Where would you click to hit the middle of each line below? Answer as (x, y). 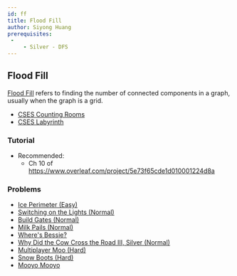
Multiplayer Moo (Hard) (52, 250)
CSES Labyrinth (41, 122)
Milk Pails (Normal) (45, 228)
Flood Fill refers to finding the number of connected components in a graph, (118, 92)
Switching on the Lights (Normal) (66, 212)
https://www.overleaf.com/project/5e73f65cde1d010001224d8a (121, 171)
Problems (24, 189)
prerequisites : (30, 34)
